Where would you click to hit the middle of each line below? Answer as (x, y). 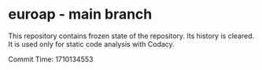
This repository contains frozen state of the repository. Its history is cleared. (131, 36)
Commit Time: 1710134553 (51, 59)
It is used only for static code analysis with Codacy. (91, 44)
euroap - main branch (80, 14)
